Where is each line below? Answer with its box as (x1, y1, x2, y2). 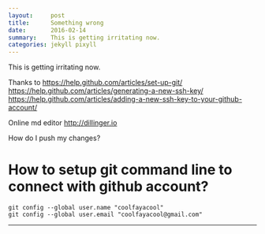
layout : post (8, 11, 65, 20)
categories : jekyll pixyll (8, 41, 97, 49)
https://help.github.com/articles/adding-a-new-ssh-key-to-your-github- (8, 95, 243, 104)
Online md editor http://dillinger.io (8, 118, 118, 128)
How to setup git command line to (8, 161, 233, 179)
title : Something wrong (8, 19, 104, 27)
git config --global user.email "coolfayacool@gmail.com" (8, 210, 203, 219)
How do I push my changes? (8, 133, 101, 143)
